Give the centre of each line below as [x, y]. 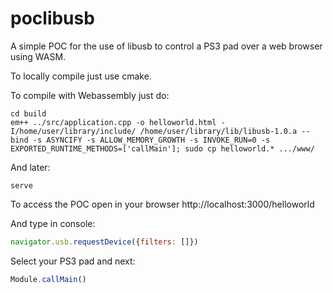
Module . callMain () [48, 279]
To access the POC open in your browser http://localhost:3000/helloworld [162, 204]
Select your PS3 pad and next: [73, 261]
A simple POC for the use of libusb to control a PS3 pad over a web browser [166, 46]
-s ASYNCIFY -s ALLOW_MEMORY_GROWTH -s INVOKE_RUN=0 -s [151, 140]
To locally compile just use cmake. [81, 76]
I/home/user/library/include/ [73, 131]
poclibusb [52, 18]
